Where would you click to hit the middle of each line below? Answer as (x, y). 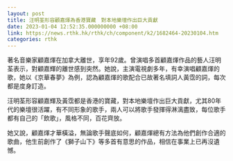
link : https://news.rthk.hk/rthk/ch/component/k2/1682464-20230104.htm (113, 33)
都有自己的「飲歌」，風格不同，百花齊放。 (67, 118)
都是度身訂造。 (28, 86)
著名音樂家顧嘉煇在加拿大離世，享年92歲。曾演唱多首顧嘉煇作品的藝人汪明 (114, 60)
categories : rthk (32, 40)
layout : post (26, 14)
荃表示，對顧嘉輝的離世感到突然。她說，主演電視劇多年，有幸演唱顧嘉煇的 (113, 69)
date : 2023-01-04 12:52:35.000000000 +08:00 (72, 26)
